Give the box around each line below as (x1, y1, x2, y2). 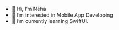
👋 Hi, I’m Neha (11, 6, 46, 12)
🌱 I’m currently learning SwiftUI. (11, 18, 89, 24)
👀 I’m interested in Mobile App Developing (11, 12, 113, 18)
